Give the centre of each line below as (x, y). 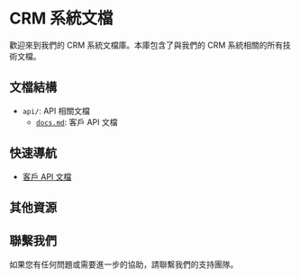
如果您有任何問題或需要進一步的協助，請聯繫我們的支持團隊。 (124, 264)
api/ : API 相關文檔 (56, 111)
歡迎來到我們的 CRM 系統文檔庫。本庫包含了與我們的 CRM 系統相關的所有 (146, 45)
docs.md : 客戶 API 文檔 (77, 121)
